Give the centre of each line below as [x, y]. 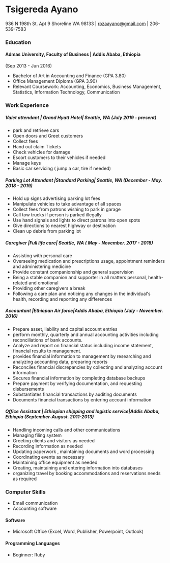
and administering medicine [42, 266]
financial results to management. [47, 351]
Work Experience [27, 105]
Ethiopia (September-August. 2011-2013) [50, 417]
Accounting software [35, 509]
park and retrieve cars [36, 130]
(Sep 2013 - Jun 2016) [29, 66]
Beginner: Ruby [29, 555]
